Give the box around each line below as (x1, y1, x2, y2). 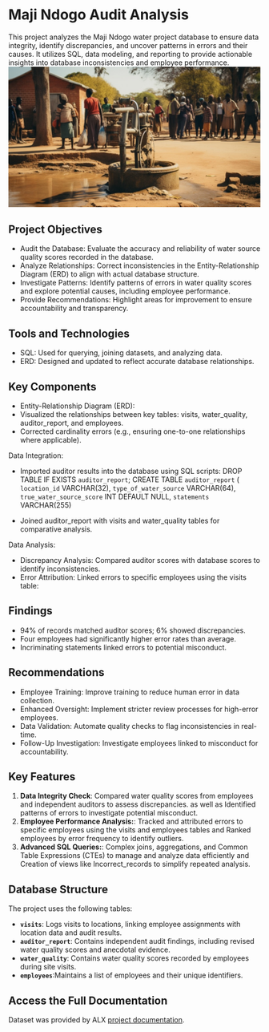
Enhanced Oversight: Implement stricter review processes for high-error (19, 704, 259, 714)
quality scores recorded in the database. (19, 253, 154, 262)
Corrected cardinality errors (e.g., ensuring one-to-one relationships (19, 427, 246, 436)
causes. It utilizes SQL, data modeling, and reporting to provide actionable (8, 49, 253, 59)
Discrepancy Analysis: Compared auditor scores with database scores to (19, 555, 260, 565)
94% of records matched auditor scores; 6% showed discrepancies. (19, 625, 246, 635)
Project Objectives (8, 222, 102, 236)
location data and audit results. (19, 928, 122, 937)
